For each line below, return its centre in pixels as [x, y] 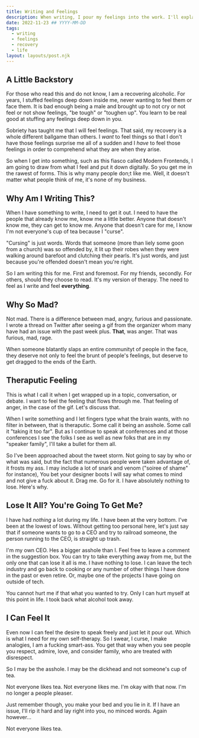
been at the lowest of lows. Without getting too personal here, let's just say [97, 526]
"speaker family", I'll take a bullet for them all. [61, 444]
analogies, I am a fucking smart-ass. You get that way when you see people [99, 645]
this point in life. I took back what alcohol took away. [70, 599]
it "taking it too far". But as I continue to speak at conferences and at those [97, 431]
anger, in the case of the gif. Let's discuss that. [63, 407]
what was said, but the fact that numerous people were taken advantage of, [98, 461]
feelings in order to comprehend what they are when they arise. [84, 149]
